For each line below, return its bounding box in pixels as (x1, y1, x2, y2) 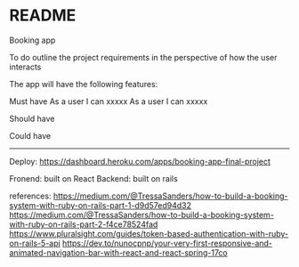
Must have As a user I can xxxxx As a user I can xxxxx (9, 95, 208, 107)
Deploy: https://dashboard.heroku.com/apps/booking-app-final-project (9, 156, 271, 166)
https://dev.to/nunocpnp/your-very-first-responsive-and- (61, 238, 273, 248)
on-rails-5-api (9, 238, 61, 248)
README (9, 5, 77, 26)
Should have (9, 113, 55, 124)
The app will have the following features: (9, 78, 158, 89)
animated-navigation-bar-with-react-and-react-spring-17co (9, 247, 229, 258)
